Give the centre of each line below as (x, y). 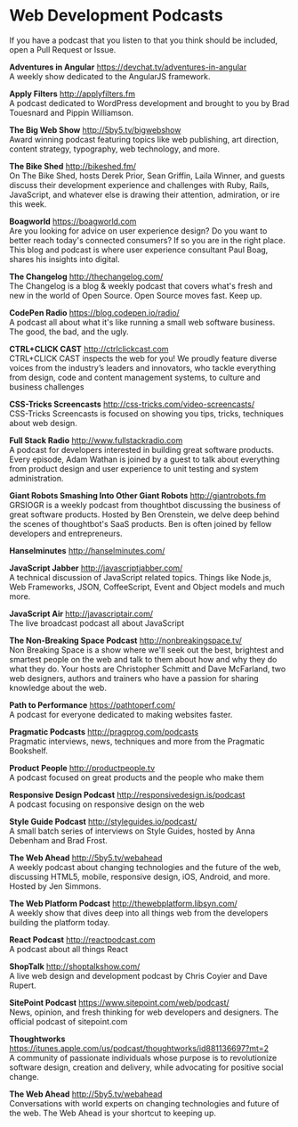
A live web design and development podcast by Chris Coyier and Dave (139, 975)
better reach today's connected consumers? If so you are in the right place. (148, 240)
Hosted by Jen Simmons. (55, 886)
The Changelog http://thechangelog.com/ (86, 276)
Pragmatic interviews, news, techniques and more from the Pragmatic (137, 741)
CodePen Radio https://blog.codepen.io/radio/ (94, 312)
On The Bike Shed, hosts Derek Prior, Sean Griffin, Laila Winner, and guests (147, 176)
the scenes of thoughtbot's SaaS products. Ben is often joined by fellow (141, 523)
